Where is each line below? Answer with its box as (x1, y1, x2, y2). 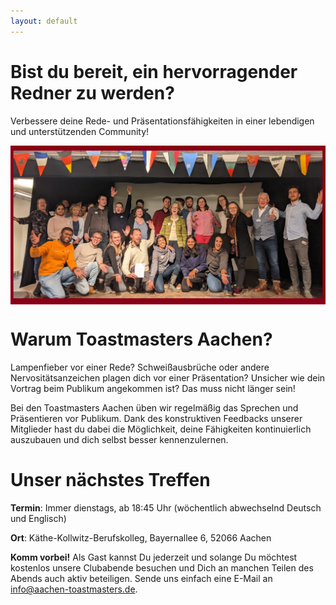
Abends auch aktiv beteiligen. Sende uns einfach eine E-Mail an (10, 573, 273, 585)
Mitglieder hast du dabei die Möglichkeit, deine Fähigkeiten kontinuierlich (10, 423, 312, 435)
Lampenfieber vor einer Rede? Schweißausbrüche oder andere (10, 361, 270, 374)
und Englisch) (10, 513, 67, 525)
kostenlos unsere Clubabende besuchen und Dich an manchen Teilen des (10, 562, 314, 574)
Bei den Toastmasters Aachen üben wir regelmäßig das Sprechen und (10, 402, 299, 414)
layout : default (10, 16, 78, 26)
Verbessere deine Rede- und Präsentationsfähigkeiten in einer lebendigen (10, 115, 315, 127)
